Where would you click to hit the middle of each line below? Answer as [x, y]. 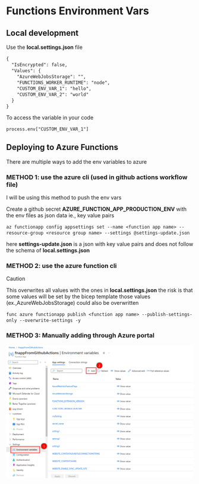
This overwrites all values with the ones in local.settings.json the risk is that [99, 291]
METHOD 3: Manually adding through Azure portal [80, 336]
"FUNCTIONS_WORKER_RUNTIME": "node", [64, 83]
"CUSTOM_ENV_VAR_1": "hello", [54, 89]
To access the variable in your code [50, 118]
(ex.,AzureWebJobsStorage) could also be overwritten [72, 303]
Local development [42, 33]
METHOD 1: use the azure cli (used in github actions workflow [97, 177]
